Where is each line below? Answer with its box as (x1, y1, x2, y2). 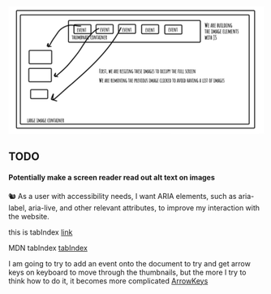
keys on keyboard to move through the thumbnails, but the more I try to (8, 267, 247, 277)
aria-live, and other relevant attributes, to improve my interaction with (28, 202, 260, 213)
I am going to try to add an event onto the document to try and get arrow (8, 258, 252, 268)
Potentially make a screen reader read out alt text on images (8, 173, 215, 182)
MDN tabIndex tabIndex (8, 243, 88, 253)
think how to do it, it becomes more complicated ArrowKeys (8, 275, 209, 286)
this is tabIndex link (8, 227, 73, 237)
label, (8, 202, 27, 213)
